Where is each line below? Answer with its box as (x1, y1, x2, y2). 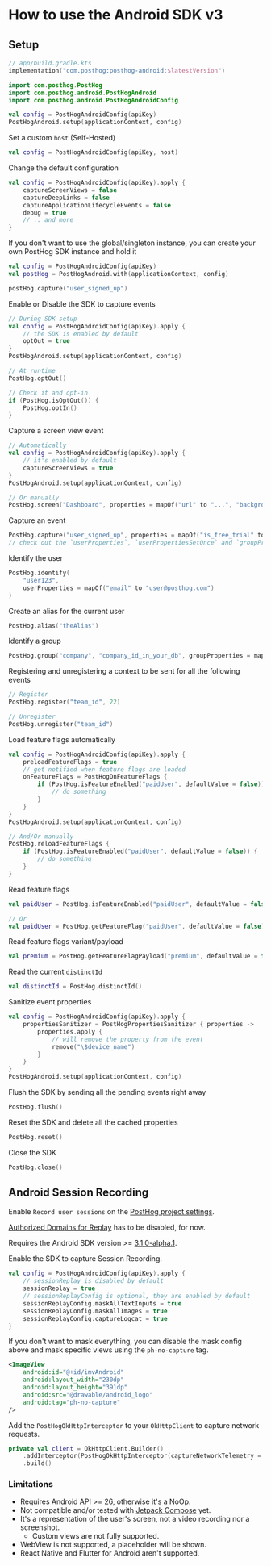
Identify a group (8, 636, 62, 646)
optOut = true (23, 337, 70, 345)
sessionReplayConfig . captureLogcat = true (23, 1314, 168, 1322)
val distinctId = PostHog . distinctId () (8, 983, 143, 991)
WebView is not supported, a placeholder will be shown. (19, 1539, 207, 1550)
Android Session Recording (8, 1186, 149, 1200)
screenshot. (19, 1522, 60, 1532)
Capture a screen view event (8, 426, 104, 436)
